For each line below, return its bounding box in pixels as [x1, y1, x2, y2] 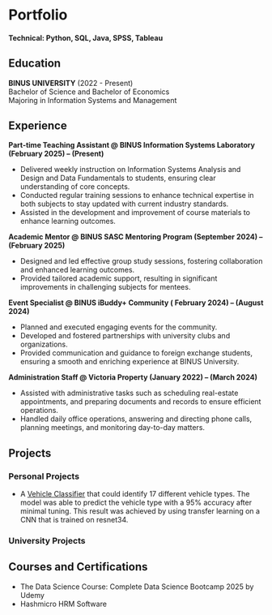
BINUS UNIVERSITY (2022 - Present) [8, 78, 134, 88]
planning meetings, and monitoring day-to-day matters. [19, 423, 205, 432]
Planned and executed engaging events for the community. [19, 322, 218, 332]
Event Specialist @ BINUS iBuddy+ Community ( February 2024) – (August [8, 298, 264, 307]
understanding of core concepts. [19, 182, 130, 191]
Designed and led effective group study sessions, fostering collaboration [19, 256, 263, 266]
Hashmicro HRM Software [19, 599, 108, 609]
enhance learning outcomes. [19, 217, 116, 226]
